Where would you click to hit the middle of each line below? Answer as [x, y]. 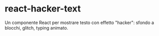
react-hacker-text [43, 9]
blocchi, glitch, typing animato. [37, 27]
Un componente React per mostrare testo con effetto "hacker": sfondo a [79, 22]
